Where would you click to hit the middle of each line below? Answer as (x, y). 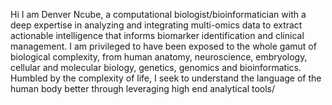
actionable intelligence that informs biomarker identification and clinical (157, 35)
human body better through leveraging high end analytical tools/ (143, 88)
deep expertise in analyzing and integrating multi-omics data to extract (156, 25)
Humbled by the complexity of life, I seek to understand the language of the (166, 78)
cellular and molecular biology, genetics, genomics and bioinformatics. (156, 67)
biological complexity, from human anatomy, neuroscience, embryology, (159, 57)
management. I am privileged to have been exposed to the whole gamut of (163, 46)
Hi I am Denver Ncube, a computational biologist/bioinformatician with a (158, 14)
